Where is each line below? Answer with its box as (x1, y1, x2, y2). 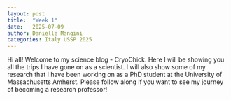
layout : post (7, 10, 45, 17)
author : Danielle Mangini (7, 29, 83, 37)
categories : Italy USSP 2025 (7, 36, 92, 43)
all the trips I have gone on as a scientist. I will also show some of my (7, 63, 206, 71)
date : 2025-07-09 (7, 23, 64, 30)
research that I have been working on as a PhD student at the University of (7, 71, 223, 79)
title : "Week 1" (7, 17, 58, 24)
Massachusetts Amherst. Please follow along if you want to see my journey (7, 78, 224, 86)
